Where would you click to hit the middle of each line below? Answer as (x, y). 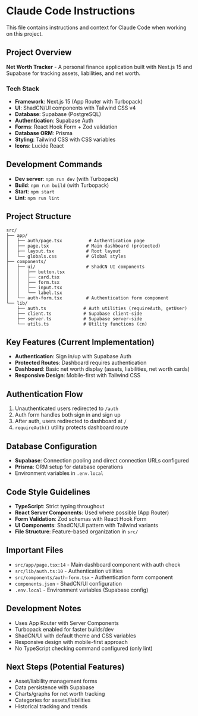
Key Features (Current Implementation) (80, 343)
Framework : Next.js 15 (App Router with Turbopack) (79, 102)
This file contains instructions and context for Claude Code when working (96, 27)
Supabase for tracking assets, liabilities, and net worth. (73, 73)
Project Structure (39, 216)
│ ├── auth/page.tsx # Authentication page (76, 240)
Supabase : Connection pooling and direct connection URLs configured (102, 461)
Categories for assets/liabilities (53, 700)
